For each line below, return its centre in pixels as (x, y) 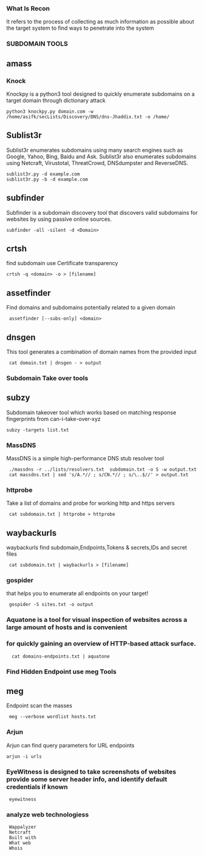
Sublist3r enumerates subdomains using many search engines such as (95, 150)
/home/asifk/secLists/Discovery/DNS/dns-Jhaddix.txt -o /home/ (88, 116)
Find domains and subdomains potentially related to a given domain (91, 308)
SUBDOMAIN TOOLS (37, 44)
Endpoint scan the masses (39, 706)
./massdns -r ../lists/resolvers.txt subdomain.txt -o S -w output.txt (103, 470)
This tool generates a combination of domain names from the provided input (102, 352)
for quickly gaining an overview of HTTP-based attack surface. (101, 644)
